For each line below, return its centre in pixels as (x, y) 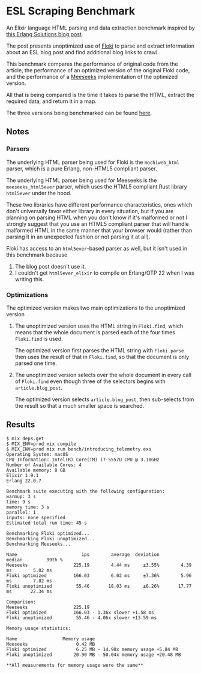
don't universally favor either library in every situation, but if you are (90, 211)
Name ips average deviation (83, 554)
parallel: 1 (21, 512)
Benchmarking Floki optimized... (48, 533)
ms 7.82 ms (29, 581)
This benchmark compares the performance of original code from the (92, 64)
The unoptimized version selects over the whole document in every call (103, 375)
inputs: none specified (36, 517)
